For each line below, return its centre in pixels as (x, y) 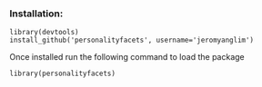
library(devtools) (44, 33)
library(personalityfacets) (63, 74)
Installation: (36, 14)
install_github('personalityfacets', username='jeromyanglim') (132, 40)
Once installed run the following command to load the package (127, 57)
